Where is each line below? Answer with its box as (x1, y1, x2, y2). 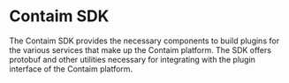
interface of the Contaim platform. (9, 64, 133, 74)
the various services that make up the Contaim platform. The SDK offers (9, 44, 272, 55)
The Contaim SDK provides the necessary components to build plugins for (9, 35, 280, 46)
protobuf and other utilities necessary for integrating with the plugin (9, 54, 256, 64)
